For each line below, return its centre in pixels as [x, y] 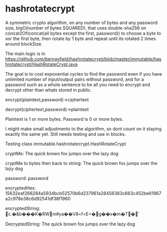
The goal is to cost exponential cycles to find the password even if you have [83, 74]
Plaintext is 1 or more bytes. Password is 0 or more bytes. [64, 119]
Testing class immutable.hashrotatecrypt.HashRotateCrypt [66, 144]
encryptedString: [23, 208]
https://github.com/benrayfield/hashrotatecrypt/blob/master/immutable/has [83, 59]
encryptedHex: [21, 188]
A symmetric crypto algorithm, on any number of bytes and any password [81, 23]
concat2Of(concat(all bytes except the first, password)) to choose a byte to [83, 33]
